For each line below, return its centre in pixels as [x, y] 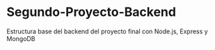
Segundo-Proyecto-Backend [91, 12]
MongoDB [21, 38]
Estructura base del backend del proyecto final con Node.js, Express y [107, 31]
